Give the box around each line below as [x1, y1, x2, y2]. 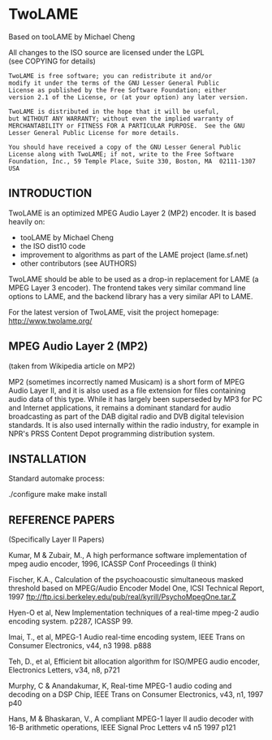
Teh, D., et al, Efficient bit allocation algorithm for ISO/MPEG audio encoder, [8, 656, 261, 667]
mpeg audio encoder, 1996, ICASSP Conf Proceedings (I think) [8, 559, 218, 569]
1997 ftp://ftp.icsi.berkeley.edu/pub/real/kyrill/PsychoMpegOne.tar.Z [8, 592, 237, 602]
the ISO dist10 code [19, 241, 86, 250]
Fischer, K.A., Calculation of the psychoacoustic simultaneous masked [8, 575, 244, 585]
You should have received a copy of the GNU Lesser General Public [8, 143, 242, 151]
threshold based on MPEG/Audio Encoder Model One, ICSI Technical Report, [8, 583, 265, 594]
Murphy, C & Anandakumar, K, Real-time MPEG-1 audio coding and [8, 681, 232, 691]
